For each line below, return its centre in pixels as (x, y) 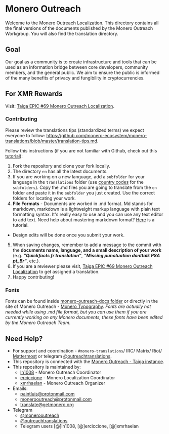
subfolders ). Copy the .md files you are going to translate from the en (85, 187)
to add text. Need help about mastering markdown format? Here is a (83, 220)
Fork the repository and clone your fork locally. (61, 166)
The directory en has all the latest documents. (60, 171)
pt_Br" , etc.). (26, 261)
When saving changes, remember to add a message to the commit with (87, 245)
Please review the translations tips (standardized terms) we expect (75, 130)
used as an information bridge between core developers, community (77, 67)
